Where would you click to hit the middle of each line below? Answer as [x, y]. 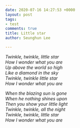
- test [12, 24]
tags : [11, 19]
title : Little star [26, 33]
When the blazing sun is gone [36, 93]
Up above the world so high [34, 67]
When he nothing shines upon [36, 98]
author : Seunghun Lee [28, 38]
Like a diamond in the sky [32, 73]
